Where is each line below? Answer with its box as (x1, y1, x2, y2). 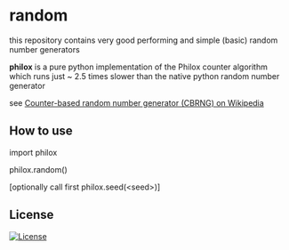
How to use (9, 124, 73, 139)
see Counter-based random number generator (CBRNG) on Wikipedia (9, 97, 264, 108)
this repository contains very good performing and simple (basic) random (9, 35, 278, 45)
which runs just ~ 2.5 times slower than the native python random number (9, 70, 280, 81)
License (9, 207, 54, 222)
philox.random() (9, 164, 68, 174)
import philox (9, 147, 58, 157)
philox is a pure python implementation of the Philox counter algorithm (9, 61, 269, 72)
